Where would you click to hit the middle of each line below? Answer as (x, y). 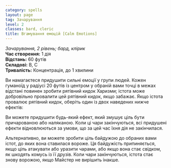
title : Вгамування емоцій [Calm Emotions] (51, 34)
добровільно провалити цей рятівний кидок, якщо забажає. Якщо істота (84, 96)
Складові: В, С (22, 65)
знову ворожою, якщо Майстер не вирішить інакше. (62, 160)
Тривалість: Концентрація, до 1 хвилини (49, 70)
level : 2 (15, 24)
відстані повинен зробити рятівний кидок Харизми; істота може (75, 91)
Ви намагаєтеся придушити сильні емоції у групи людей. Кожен (76, 80)
